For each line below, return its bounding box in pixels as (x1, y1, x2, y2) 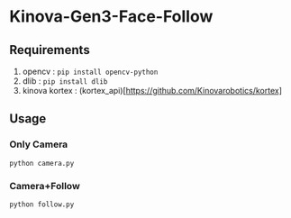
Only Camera (9, 138, 68, 150)
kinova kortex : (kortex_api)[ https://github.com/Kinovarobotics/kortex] (22, 86, 282, 95)
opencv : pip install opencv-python (22, 66, 159, 77)
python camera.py (9, 159, 75, 168)
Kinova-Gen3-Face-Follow (9, 6, 214, 27)
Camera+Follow (9, 179, 81, 192)
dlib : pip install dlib (22, 76, 108, 86)
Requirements (9, 42, 90, 58)
